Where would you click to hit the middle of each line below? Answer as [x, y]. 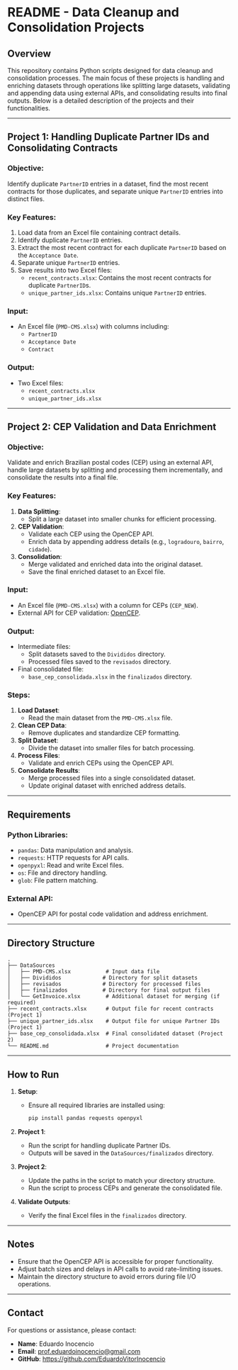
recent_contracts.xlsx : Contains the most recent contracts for [120, 278]
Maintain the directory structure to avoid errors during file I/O [107, 1276]
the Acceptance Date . [48, 255]
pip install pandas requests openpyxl [85, 1119]
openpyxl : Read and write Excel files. [70, 866]
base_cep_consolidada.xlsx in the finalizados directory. [110, 676]
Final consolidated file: [50, 669]
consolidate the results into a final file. [63, 477]
